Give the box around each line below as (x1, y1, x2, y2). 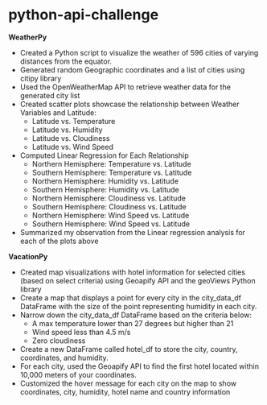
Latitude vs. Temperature (31, 116, 116, 126)
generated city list (19, 90, 80, 100)
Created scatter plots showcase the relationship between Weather (19, 99, 240, 109)
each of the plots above (19, 236, 99, 246)
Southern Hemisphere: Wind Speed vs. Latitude (31, 219, 191, 229)
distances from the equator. (19, 56, 113, 66)
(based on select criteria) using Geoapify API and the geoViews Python (19, 275, 256, 285)
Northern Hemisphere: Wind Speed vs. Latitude (31, 210, 190, 220)
